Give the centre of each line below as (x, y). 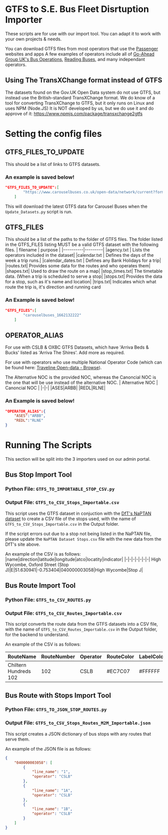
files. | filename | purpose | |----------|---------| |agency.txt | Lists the (77, 250)
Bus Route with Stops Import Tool (58, 695)
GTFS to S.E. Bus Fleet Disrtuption (77, 9)
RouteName (22, 657)
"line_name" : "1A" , (52, 791)
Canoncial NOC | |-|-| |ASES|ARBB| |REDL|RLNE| (55, 388)
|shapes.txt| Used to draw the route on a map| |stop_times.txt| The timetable (84, 271)
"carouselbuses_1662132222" (52, 315)
